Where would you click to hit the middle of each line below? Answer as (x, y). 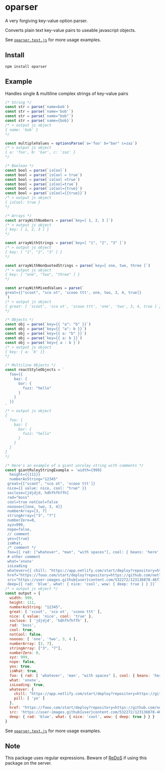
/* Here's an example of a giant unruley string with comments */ (74, 465)
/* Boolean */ (20, 166)
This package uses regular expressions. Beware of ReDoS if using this (76, 758)
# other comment (24, 557)
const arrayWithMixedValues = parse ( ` (45, 288)
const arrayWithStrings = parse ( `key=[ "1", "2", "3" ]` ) (66, 243)
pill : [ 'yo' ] (29, 699)
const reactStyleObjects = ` (35, 370)
